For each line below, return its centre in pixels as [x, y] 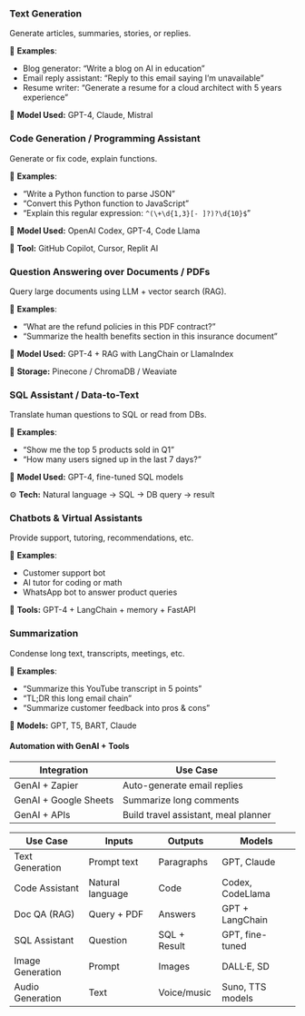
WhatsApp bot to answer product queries [100, 592]
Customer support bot [64, 573]
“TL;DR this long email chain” [77, 698]
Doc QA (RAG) [44, 913]
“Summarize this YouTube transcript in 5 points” [112, 688]
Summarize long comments [181, 800]
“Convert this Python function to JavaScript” [105, 203]
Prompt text [113, 862]
